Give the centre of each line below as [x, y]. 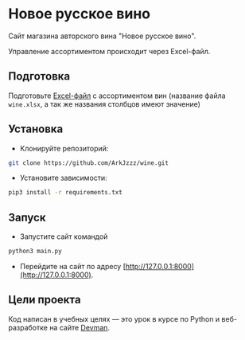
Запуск [27, 217]
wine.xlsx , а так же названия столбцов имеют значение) [105, 104]
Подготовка [39, 76]
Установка [36, 129]
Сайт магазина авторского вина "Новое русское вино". [102, 36]
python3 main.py [35, 252]
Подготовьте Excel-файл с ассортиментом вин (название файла [117, 96]
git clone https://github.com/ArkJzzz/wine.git [89, 163]
